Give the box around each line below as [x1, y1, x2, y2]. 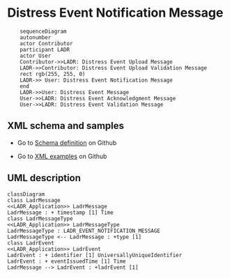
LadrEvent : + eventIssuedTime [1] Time [7, 258, 127, 265]
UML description [7, 172, 82, 184]
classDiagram [7, 190, 45, 198]
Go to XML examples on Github [17, 152, 107, 160]
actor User [20, 52, 52, 59]
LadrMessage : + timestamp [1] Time [7, 209, 114, 216]
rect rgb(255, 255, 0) [20, 70, 86, 77]
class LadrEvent [7, 239, 54, 247]
